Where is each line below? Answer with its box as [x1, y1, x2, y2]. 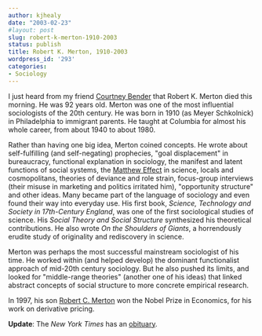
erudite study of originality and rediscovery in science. [8, 232, 184, 241]
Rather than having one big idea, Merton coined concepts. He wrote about [8, 140, 249, 149]
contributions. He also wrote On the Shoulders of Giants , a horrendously [8, 223, 242, 232]
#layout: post [8, 26, 55, 34]
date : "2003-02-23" [8, 19, 72, 27]
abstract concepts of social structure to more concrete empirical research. [8, 280, 249, 290]
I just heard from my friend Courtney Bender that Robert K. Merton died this [8, 91, 253, 100]
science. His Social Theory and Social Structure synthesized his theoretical [8, 215, 252, 225]
